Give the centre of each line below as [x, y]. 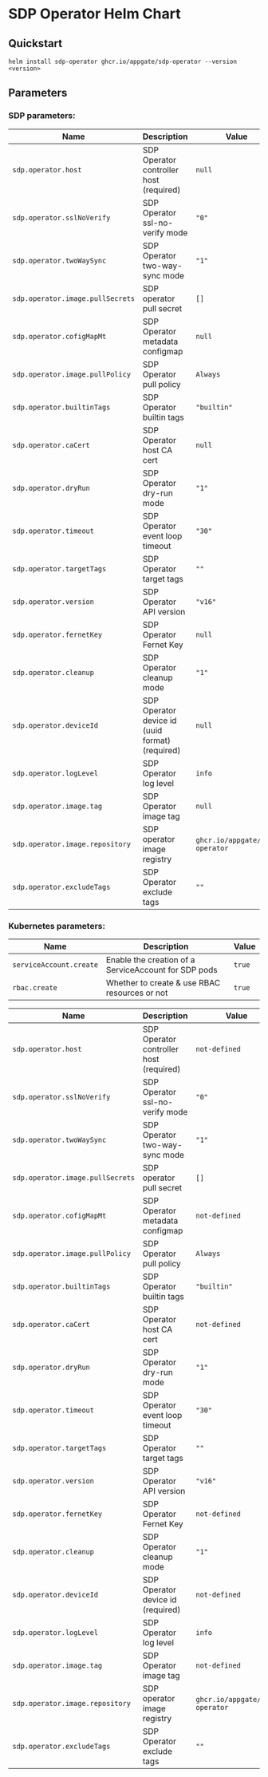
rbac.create [35, 987]
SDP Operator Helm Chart [95, 14]
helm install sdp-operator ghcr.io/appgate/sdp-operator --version [123, 61]
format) [157, 740]
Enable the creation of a [150, 960]
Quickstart [35, 43]
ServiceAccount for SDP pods [162, 969]
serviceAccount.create [55, 965]
